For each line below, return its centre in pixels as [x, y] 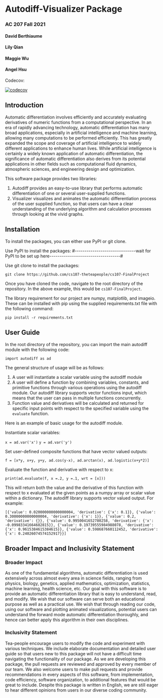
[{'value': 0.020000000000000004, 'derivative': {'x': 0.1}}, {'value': [81, 512]
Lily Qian [14, 47]
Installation [22, 229]
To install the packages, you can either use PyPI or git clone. [66, 241]
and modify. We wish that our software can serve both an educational [75, 599]
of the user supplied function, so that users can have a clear [72, 204]
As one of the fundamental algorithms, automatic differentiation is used [76, 573]
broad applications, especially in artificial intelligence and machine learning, [81, 133]
